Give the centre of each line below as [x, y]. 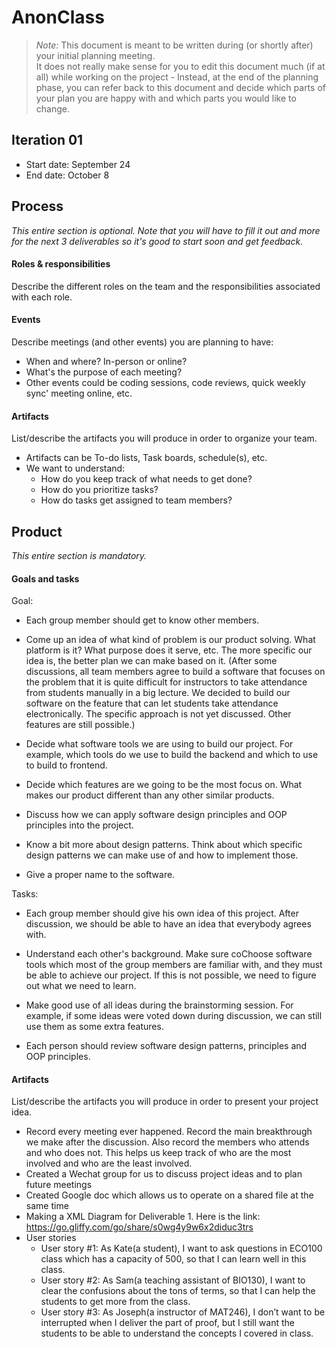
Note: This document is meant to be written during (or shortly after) [174, 45]
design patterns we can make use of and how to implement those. [162, 855]
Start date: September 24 [78, 164]
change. [52, 108]
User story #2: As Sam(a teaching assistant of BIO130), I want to [173, 1280]
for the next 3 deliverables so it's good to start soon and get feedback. [157, 241]
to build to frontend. [66, 765]
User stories [51, 1238]
